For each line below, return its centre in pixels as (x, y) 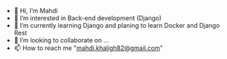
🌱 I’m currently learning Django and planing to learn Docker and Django (117, 25)
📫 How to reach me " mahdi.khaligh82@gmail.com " (88, 48)
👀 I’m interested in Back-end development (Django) (88, 18)
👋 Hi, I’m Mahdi (36, 11)
